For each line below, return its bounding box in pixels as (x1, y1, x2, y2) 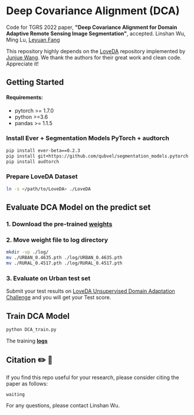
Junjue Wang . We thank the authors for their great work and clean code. (6, 54, 182, 61)
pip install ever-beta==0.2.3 (6, 148, 81, 153)
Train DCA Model (6, 311, 70, 321)
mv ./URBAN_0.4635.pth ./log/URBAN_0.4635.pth (6, 255, 123, 261)
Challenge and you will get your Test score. (6, 294, 111, 301)
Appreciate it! (6, 60, 39, 67)
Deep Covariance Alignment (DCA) (6, 4, 180, 18)
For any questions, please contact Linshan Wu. (6, 401, 120, 409)
